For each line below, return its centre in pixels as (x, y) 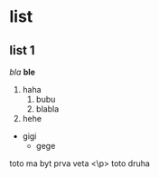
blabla (47, 109)
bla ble (23, 72)
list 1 (22, 50)
